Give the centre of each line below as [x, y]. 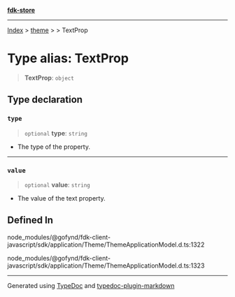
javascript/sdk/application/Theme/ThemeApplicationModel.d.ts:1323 [106, 266]
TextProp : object [49, 78]
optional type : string [56, 133]
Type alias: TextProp [68, 58]
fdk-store [21, 10]
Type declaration [45, 100]
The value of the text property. [62, 198]
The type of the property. [54, 147]
